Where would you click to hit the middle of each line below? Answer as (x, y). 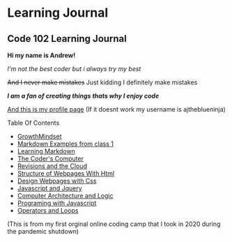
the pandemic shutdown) (43, 231)
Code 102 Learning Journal (67, 39)
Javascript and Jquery (49, 188)
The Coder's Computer (50, 159)
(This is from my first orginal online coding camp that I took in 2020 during (114, 224)
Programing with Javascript (57, 203)
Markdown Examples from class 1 (65, 144)
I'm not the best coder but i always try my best (74, 69)
